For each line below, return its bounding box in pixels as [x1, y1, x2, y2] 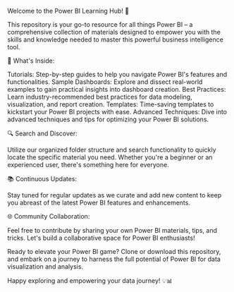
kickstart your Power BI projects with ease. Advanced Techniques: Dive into [7, 108, 228, 116]
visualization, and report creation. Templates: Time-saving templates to [7, 100, 214, 109]
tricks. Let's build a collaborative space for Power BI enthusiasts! [7, 233, 195, 242]
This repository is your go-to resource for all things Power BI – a [7, 20, 193, 28]
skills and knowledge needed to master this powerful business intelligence [7, 35, 223, 44]
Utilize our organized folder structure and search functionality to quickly [7, 145, 216, 154]
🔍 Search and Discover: [7, 129, 78, 138]
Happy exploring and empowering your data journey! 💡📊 [7, 276, 173, 285]
